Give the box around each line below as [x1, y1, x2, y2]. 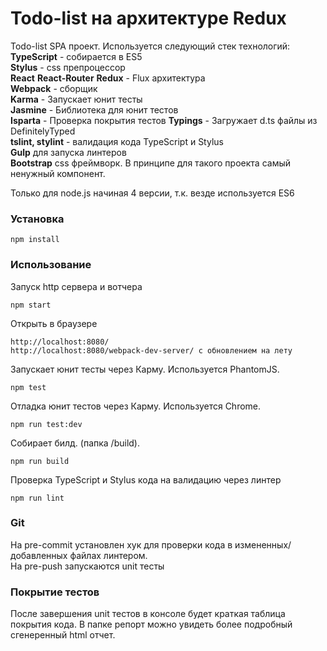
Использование [10, 258, 92, 272]
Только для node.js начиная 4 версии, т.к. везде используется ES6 [10, 187, 295, 199]
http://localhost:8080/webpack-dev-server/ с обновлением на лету [10, 345, 293, 356]
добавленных [10, 549, 68, 561]
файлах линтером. [69, 549, 148, 561]
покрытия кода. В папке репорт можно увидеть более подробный [10, 618, 293, 631]
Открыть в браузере [10, 317, 98, 329]
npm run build [10, 456, 70, 466]
